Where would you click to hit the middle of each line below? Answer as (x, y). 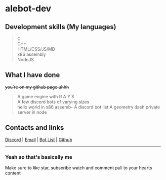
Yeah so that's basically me (39, 157)
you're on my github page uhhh (37, 87)
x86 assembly (31, 54)
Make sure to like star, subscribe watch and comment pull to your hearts (79, 168)
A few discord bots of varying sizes (53, 102)
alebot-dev (28, 9)
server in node (32, 112)
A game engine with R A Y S (46, 96)
